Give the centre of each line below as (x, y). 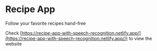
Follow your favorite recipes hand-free (46, 23)
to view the (140, 38)
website (14, 43)
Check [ (14, 33)
